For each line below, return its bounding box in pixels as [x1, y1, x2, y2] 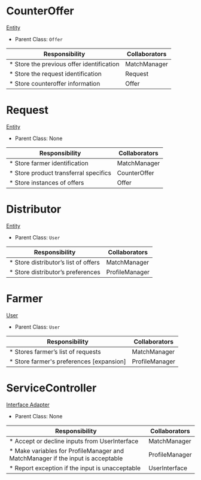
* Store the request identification [9, 69, 102, 78]
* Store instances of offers [9, 178, 84, 187]
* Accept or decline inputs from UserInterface [9, 437, 139, 445]
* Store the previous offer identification [9, 60, 120, 68]
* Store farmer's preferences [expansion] [9, 357, 127, 366]
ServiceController [6, 381, 97, 394]
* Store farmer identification [9, 159, 89, 167]
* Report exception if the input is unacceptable [9, 464, 141, 472]
